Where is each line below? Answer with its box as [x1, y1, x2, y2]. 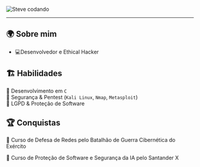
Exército [6, 143, 27, 150]
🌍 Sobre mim [6, 29, 57, 39]
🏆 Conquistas [6, 118, 61, 128]
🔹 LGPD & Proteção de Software [6, 100, 85, 107]
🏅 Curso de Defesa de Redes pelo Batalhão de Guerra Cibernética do [6, 137, 176, 144]
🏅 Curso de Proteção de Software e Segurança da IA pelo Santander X [6, 155, 179, 162]
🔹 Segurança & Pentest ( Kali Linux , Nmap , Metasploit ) [6, 93, 138, 100]
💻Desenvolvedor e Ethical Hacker [14, 48, 99, 55]
